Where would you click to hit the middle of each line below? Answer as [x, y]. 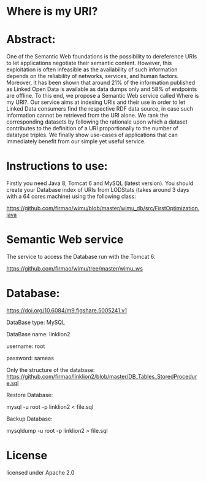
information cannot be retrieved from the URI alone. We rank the [87, 116]
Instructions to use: [57, 166]
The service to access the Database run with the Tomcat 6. [81, 257]
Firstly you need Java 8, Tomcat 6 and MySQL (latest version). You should [100, 183]
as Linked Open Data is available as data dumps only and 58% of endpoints [102, 89]
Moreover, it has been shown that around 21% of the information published [101, 83]
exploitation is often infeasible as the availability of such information [92, 69]
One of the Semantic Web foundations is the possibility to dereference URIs [102, 57]
